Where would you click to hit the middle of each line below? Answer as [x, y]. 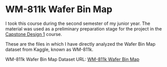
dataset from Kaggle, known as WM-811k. [49, 49]
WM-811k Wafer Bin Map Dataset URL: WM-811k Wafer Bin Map [72, 59]
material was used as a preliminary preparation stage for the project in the [83, 28]
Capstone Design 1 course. [34, 34]
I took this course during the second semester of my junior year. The [78, 23]
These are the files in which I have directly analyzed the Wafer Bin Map [80, 44]
